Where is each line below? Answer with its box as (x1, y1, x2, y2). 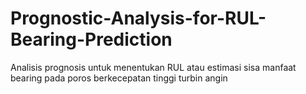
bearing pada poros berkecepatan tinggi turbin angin (10, 72, 228, 84)
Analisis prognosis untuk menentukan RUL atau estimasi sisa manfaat (10, 61, 297, 73)
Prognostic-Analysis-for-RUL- (10, 7, 267, 30)
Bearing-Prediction (10, 28, 173, 51)
